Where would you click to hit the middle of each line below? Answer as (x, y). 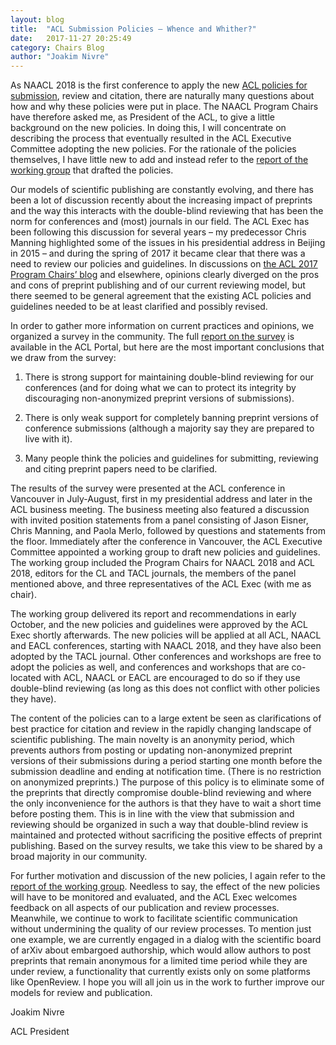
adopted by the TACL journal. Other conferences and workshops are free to (166, 657)
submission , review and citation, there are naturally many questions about (162, 96)
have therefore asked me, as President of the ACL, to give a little (142, 117)
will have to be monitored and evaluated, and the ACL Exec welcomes (154, 897)
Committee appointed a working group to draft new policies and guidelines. (165, 552)
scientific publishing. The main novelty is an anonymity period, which (152, 740)
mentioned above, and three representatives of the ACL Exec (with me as (161, 584)
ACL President (40, 1032)
